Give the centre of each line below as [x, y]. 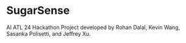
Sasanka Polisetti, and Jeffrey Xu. [49, 33]
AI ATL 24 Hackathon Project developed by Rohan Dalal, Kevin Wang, [93, 27]
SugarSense [38, 11]
